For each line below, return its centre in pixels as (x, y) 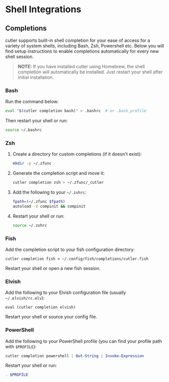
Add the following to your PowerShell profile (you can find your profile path (84, 341)
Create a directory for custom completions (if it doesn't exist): (77, 154)
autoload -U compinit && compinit (49, 206)
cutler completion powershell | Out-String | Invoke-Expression (75, 356)
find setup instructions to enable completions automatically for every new (82, 51)
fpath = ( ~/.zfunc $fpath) (39, 202)
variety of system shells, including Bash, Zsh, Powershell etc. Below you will (85, 46)
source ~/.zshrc (30, 225)
